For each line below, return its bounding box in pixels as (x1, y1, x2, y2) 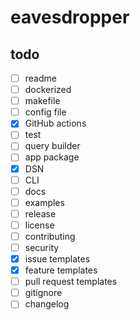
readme (24, 72, 57, 84)
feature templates (24, 264, 98, 276)
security (24, 241, 60, 253)
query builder (24, 140, 81, 152)
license (24, 219, 55, 231)
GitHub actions (24, 117, 87, 130)
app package (24, 151, 80, 163)
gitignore (24, 287, 63, 299)
